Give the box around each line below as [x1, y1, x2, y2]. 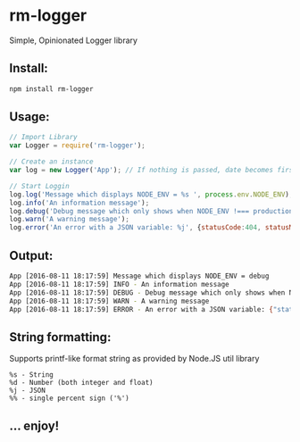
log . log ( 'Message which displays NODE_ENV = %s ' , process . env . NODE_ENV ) [9, 189, 290, 199]
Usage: [9, 109, 51, 125]
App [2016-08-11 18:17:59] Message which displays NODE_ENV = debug [9, 271, 270, 280]
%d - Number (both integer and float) [9, 379, 154, 388]
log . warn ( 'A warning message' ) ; [9, 215, 129, 224]
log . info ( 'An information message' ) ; [9, 198, 150, 207]
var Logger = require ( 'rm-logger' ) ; [9, 141, 146, 150]
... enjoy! [9, 418, 60, 433]
